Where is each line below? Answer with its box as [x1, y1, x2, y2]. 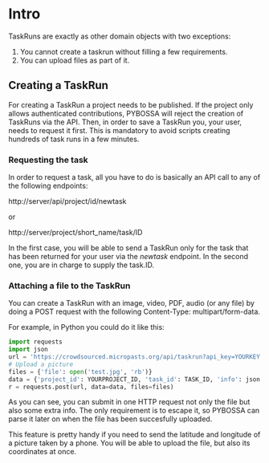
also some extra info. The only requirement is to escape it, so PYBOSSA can [8, 406, 260, 416]
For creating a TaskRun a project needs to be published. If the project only [8, 100, 254, 109]
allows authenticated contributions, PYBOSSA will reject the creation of [8, 108, 243, 118]
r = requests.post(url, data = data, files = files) [8, 383, 174, 391]
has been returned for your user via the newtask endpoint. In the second [8, 252, 249, 262]
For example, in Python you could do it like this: [8, 323, 165, 332]
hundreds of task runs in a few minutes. [8, 134, 140, 144]
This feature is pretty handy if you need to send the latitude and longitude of [8, 430, 261, 440]
